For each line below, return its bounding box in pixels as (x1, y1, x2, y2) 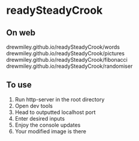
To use (6, 80, 32, 90)
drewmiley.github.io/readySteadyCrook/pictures (6, 50, 125, 57)
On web (6, 28, 36, 38)
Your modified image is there (14, 127, 87, 135)
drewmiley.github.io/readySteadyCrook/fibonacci (6, 56, 128, 63)
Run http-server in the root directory (14, 95, 105, 103)
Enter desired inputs (14, 115, 65, 122)
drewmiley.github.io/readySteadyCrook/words (6, 43, 120, 50)
